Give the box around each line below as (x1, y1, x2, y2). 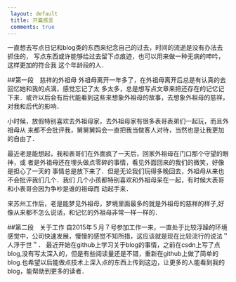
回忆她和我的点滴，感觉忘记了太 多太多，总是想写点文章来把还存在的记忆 (7, 85, 218, 93)
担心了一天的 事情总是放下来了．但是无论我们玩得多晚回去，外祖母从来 (13, 167, 218, 175)
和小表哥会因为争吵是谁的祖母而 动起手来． (7, 184, 132, 193)
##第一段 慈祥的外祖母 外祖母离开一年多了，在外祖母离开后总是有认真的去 (7, 76, 226, 84)
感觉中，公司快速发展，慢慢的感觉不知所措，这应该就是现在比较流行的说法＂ (7, 232, 229, 241)
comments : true (10, 23, 55, 30)
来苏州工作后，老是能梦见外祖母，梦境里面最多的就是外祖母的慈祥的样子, (7, 199, 219, 208)
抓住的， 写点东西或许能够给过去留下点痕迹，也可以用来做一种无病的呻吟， (7, 52, 225, 60)
